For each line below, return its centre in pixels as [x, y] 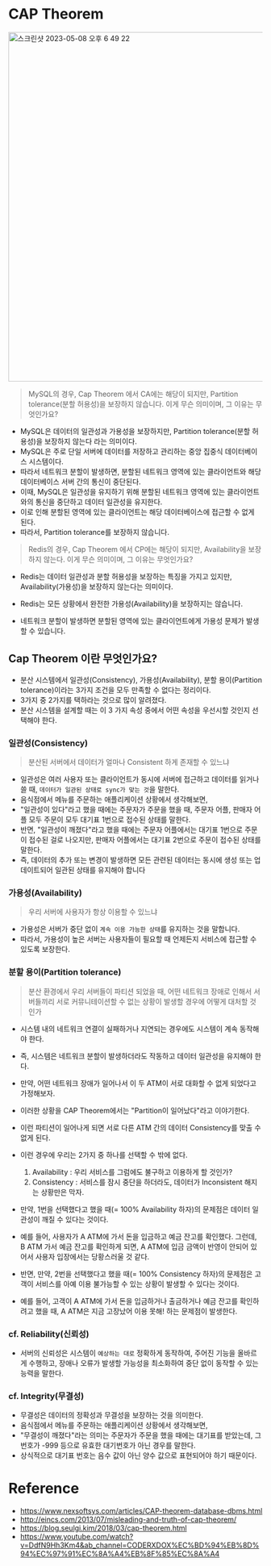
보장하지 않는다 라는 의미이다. [90, 441]
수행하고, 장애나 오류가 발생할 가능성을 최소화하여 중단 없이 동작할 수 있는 [144, 1363]
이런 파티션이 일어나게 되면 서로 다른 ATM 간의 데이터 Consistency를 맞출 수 [140, 1127]
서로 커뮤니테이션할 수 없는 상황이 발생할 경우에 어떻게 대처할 [152, 1001]
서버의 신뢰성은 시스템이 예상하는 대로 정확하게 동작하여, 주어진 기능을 [128, 1353]
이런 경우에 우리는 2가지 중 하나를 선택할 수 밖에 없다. [104, 1155]
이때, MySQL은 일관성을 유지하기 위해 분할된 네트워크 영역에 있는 [123, 491]
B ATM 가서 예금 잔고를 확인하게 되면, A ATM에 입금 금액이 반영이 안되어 [134, 1247]
